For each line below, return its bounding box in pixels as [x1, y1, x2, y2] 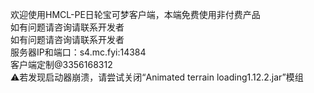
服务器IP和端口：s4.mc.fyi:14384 [10, 46, 147, 58]
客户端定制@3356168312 [10, 59, 113, 70]
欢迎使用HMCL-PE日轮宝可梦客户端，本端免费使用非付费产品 [10, 9, 261, 20]
